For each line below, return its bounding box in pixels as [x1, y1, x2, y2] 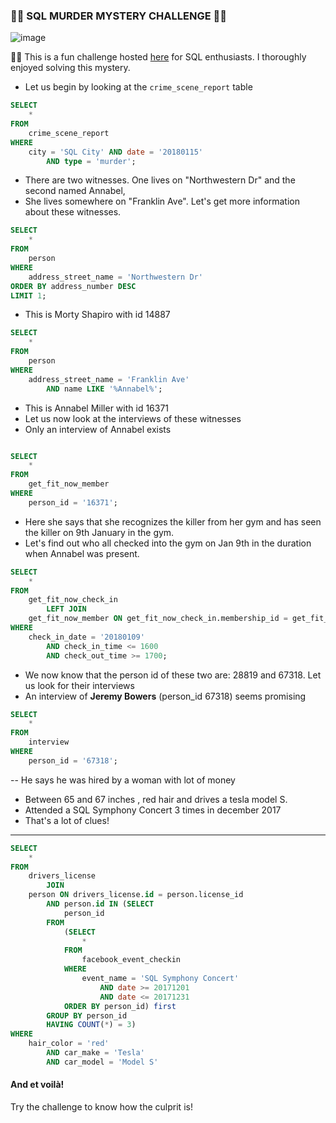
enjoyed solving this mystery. [10, 62, 131, 74]
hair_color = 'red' [28, 1039, 110, 1049]
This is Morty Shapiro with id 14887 [24, 309, 171, 321]
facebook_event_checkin [81, 955, 182, 965]
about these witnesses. [24, 206, 122, 218]
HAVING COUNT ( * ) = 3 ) [46, 1020, 137, 1030]
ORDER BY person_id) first [63, 1001, 177, 1011]
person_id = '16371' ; [28, 497, 118, 508]
